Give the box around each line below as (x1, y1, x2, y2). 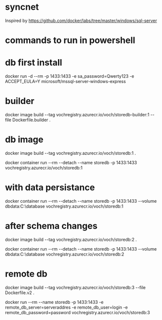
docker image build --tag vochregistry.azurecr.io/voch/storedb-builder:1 (5, 112, 150, 117)
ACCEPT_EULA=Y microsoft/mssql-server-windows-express (5, 79, 126, 85)
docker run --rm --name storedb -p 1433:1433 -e (5, 299, 104, 305)
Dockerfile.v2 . (5, 290, 35, 296)
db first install (5, 57, 62, 68)
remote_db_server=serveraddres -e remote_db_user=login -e (5, 304, 128, 310)
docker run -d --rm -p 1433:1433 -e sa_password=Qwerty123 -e (5, 73, 135, 79)
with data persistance (5, 182, 95, 193)
